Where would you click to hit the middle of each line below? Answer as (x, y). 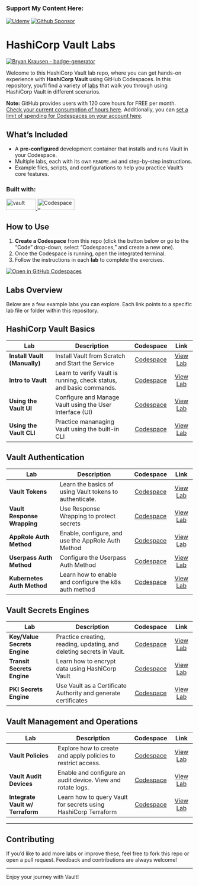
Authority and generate (88, 693)
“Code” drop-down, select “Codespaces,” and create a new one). (94, 248)
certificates (72, 701)
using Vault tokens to (89, 492)
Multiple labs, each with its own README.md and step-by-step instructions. (103, 162)
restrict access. (79, 763)
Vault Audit (25, 776)
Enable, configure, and (91, 533)
